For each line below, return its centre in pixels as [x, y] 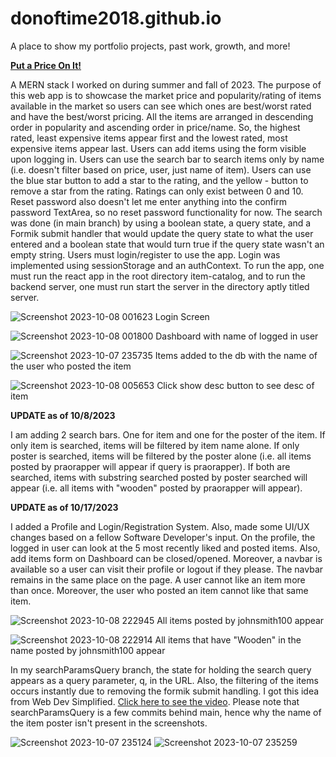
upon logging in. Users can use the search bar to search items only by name [167, 159]
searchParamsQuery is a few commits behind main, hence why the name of [166, 712]
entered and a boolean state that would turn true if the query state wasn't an [167, 244]
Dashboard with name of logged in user [237, 336]
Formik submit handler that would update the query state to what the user [162, 233]
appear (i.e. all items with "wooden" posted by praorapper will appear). [156, 488]
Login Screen [182, 316]
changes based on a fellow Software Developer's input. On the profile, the [163, 537]
